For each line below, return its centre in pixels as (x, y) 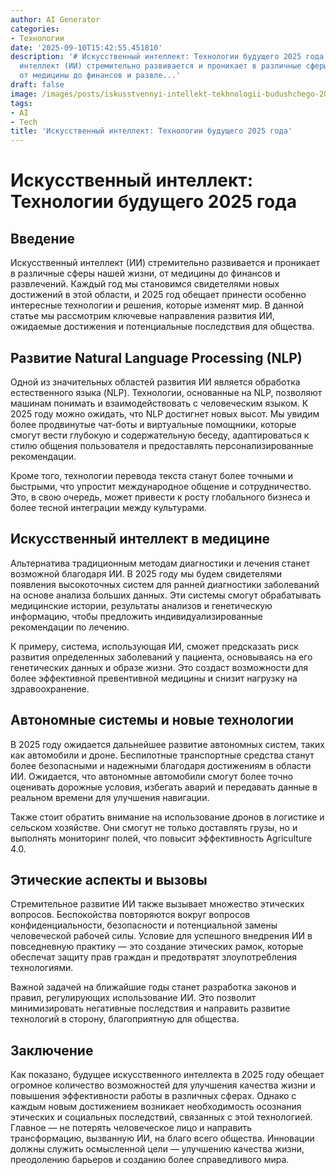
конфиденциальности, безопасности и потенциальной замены (144, 925)
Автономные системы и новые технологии (152, 720)
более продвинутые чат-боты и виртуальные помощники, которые (153, 424)
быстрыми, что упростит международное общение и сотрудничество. (161, 486)
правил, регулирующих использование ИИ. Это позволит (133, 998)
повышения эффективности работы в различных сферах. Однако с (153, 1096)
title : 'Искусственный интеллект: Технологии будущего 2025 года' (151, 131)
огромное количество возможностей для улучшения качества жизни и (163, 1085)
